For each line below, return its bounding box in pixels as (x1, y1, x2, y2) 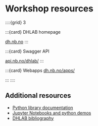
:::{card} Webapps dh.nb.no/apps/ (5, 67, 75, 73)
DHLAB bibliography (12, 115, 54, 121)
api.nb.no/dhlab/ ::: (5, 58, 44, 63)
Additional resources (5, 91, 71, 100)
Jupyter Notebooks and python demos (12, 110, 92, 116)
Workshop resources (5, 3, 94, 14)
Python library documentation (12, 105, 73, 111)
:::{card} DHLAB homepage (5, 29, 61, 35)
